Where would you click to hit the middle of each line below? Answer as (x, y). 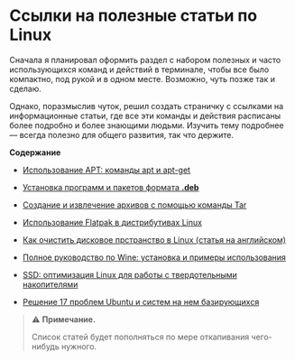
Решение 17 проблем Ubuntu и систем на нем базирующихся (141, 301)
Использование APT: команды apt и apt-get (106, 170)
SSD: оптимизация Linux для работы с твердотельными (129, 274)
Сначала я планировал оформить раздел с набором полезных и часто (145, 60)
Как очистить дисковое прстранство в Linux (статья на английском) (154, 239)
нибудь (46, 346)
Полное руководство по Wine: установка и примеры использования (154, 257)
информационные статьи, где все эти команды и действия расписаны (145, 116)
